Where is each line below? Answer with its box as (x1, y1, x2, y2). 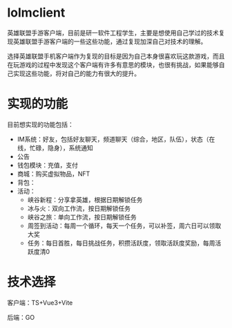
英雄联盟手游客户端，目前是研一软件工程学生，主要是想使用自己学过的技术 (7, 28, 219, 37)
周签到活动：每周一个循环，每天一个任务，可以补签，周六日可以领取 (27, 221, 222, 230)
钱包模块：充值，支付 (17, 161, 78, 169)
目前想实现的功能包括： (7, 120, 74, 129)
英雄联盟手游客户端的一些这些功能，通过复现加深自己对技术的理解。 (12, 37, 207, 46)
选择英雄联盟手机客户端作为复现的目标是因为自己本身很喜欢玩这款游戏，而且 (7, 52, 225, 60)
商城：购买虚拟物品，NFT (17, 170, 90, 178)
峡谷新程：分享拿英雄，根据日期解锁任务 (27, 195, 143, 203)
